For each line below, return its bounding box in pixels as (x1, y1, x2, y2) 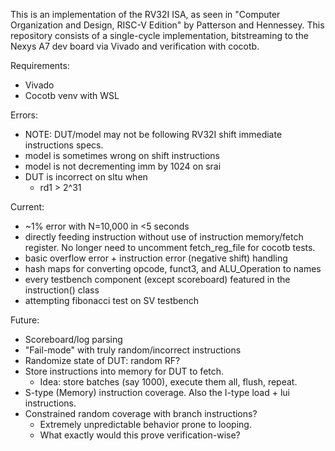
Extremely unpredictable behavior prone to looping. (39, 419, 252, 430)
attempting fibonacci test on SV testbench (24, 295, 199, 306)
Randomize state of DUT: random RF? (24, 355, 181, 366)
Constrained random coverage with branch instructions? (24, 408, 258, 419)
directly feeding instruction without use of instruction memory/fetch (24, 231, 304, 243)
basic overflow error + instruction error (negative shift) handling (24, 252, 288, 264)
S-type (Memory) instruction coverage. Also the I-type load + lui (24, 387, 290, 398)
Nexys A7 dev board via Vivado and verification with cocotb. (10, 40, 260, 52)
